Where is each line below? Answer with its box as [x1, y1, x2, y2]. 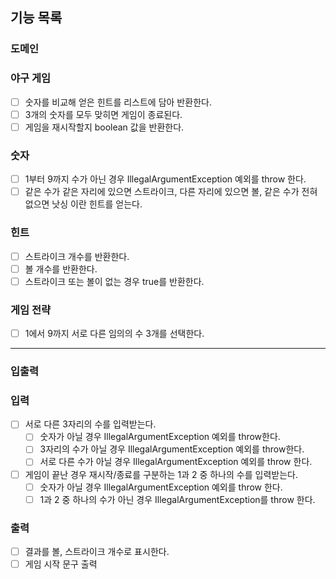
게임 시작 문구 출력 [24, 558, 98, 570]
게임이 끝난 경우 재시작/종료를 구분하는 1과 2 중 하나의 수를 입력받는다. [24, 468, 298, 480]
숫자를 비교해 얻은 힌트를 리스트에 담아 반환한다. [24, 96, 212, 108]
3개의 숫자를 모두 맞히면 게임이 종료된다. [24, 108, 183, 120]
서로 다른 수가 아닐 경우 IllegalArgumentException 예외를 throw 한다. [39, 456, 313, 468]
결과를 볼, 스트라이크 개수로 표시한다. [24, 546, 170, 558]
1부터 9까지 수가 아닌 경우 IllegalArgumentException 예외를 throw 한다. [24, 173, 307, 185]
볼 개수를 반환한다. [24, 263, 98, 275]
